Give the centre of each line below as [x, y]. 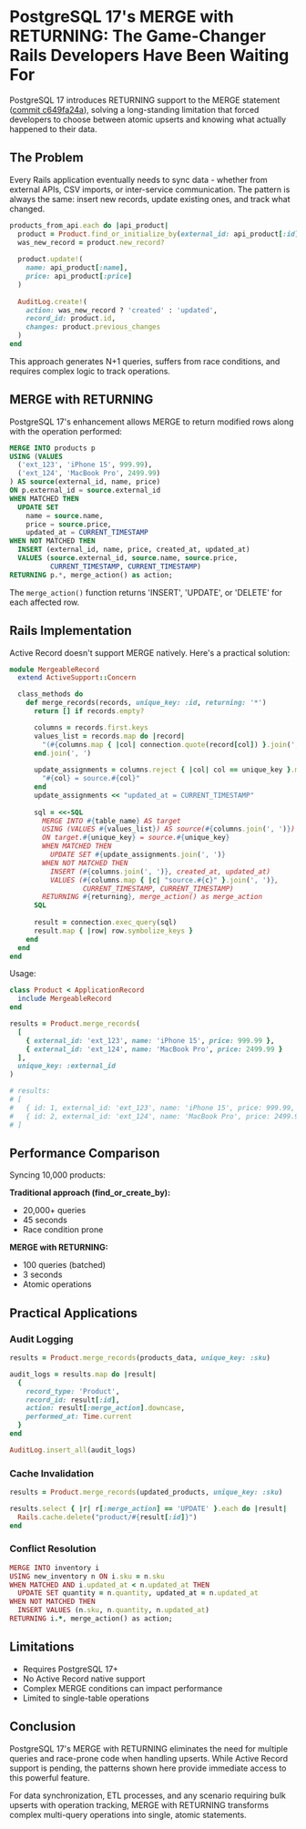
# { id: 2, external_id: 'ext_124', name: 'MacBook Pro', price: [140, 1116]
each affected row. [45, 602]
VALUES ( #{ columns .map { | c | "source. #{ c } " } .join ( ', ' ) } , [164, 880]
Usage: [23, 974]
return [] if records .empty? [89, 711]
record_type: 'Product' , [73, 1391]
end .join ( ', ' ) [62, 753]
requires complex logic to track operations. [90, 371]
